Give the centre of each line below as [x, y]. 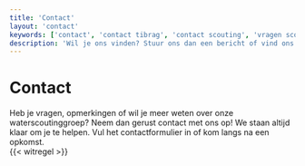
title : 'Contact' [42, 18]
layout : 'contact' [44, 26]
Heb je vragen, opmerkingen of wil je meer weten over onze [122, 113]
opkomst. [27, 142]
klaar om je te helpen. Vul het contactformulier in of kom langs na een [139, 132]
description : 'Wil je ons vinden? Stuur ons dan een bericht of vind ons [152, 43]
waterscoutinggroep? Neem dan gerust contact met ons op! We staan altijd [150, 122]
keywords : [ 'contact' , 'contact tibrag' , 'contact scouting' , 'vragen [146, 34]
